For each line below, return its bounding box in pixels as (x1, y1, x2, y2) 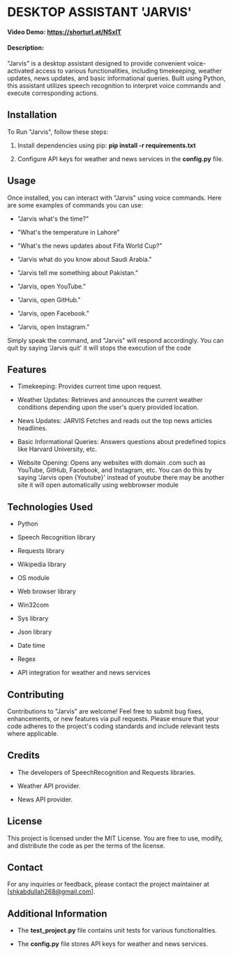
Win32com (17, 601, 50, 609)
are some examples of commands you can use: (7, 200, 143, 209)
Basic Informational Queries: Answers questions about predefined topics (17, 438, 227, 446)
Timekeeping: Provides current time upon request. (17, 382, 163, 391)
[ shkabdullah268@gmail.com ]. (7, 887, 96, 896)
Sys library (17, 614, 49, 623)
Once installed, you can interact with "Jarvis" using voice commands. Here (7, 193, 222, 202)
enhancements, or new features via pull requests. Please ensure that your (7, 715, 220, 723)
